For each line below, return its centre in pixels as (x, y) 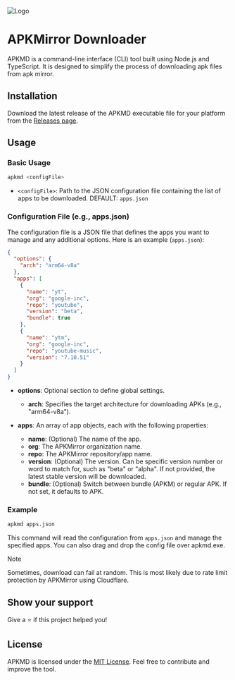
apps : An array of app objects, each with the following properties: (113, 425)
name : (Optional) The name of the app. (85, 439)
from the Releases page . (43, 121)
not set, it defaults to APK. (66, 492)
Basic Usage (29, 163)
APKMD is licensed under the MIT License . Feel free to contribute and (108, 661)
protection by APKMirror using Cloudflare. (68, 580)
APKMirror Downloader (77, 40)
